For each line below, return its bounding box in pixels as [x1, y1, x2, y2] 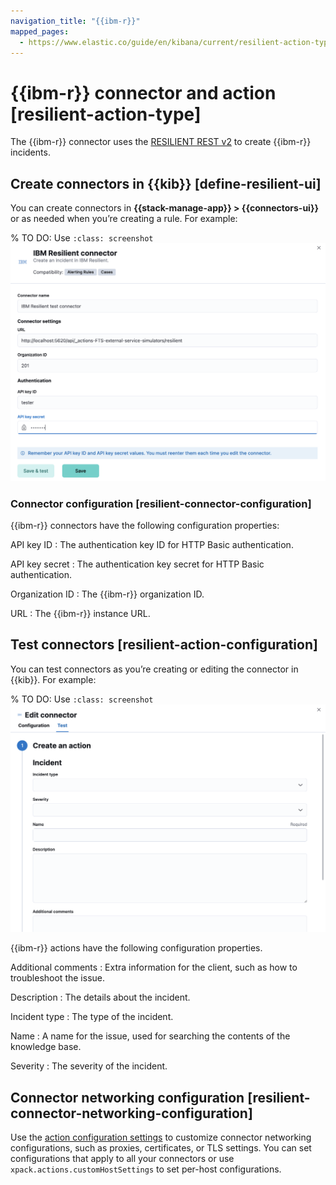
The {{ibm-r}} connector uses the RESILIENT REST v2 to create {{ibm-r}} [10, 136, 312, 148]
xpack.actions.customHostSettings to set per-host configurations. [10, 1163, 282, 1175]
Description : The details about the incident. [10, 991, 191, 1004]
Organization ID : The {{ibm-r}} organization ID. [10, 588, 205, 600]
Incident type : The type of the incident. [10, 1011, 174, 1023]
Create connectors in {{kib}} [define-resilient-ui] [10, 175, 322, 192]
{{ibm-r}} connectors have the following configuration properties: [10, 519, 280, 531]
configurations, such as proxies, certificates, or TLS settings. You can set [10, 1142, 312, 1154]
